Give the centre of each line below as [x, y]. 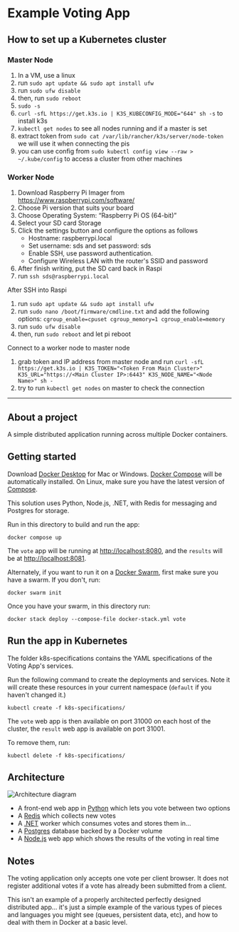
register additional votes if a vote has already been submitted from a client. [117, 886]
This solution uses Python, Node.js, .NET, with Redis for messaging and [112, 503]
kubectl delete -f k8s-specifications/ [67, 755]
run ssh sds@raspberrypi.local [63, 276]
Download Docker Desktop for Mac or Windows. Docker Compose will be [115, 474]
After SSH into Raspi [37, 290]
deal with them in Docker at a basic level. [68, 923]
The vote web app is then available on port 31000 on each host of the [109, 721]
